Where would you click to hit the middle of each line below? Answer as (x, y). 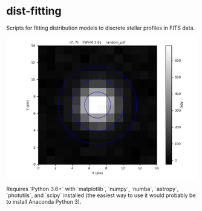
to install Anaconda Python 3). (44, 201)
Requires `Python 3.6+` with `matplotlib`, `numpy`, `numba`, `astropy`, (93, 189)
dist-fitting (34, 11)
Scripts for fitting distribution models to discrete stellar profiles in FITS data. (101, 28)
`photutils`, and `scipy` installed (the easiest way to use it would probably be (101, 195)
